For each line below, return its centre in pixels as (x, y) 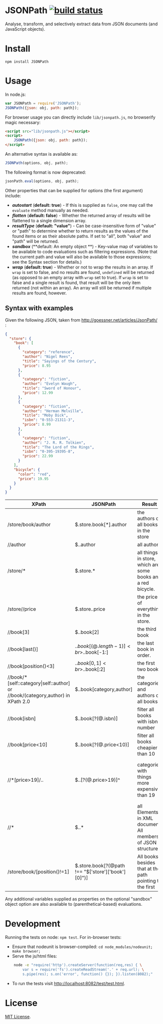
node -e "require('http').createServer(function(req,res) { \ (78, 965)
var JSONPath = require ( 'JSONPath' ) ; (43, 103)
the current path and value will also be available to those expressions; (82, 257)
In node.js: (16, 94)
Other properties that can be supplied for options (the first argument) (74, 190)
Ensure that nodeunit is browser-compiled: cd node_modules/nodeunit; (82, 947)
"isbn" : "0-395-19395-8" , (49, 452)
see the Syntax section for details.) (47, 262)
